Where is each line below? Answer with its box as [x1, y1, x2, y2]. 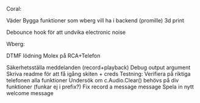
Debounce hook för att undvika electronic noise [6, 28, 126, 36]
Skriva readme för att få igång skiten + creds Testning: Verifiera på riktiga [6, 70, 191, 78]
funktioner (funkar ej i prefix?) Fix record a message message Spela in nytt [6, 83, 194, 90]
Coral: [6, 5, 22, 12]
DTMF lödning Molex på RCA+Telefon [6, 52, 101, 59]
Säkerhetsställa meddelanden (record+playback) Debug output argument [6, 64, 191, 71]
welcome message [6, 90, 54, 96]
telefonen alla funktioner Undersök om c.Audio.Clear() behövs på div [6, 77, 179, 84]
